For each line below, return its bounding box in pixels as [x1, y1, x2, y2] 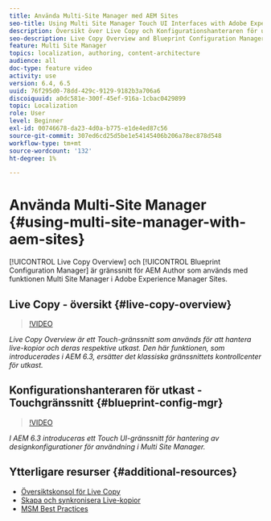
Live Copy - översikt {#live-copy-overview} [9, 298, 232, 311]
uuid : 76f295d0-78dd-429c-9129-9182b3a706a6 [9, 86, 161, 95]
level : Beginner [9, 117, 64, 125]
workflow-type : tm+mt [9, 139, 82, 148]
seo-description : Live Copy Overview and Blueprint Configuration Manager [9, 34, 265, 43]
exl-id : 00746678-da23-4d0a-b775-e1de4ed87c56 [9, 124, 168, 132]
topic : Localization [9, 102, 79, 110]
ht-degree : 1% [9, 154, 57, 162]
